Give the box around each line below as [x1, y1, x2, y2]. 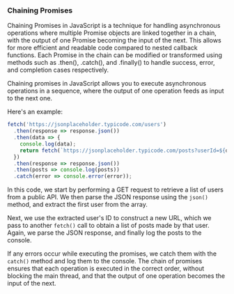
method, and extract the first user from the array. [7, 201, 148, 209]
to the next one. [7, 94, 53, 102]
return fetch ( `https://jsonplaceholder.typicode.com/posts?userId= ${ [19, 147, 226, 154]
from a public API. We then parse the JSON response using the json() [7, 193, 209, 201]
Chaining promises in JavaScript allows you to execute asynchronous [7, 79, 207, 88]
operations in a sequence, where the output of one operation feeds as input [7, 86, 224, 95]
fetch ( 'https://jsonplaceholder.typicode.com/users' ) [7, 121, 167, 128]
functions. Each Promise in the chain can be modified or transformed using [7, 51, 223, 59]
